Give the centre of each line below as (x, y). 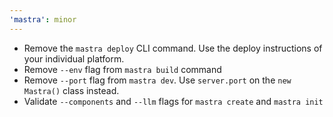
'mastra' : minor (43, 19)
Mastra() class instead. (71, 90)
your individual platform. (74, 58)
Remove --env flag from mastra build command (122, 69)
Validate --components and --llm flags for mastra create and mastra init (173, 101)
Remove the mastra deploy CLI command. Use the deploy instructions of (173, 48)
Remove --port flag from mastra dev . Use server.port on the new (157, 80)
